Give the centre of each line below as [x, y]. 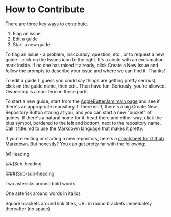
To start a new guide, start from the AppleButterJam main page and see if [82, 101]
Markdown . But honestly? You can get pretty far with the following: [76, 144]
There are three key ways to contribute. [47, 24]
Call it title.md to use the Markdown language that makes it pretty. [75, 128]
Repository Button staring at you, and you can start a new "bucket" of [78, 112]
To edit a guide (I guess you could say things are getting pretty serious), [81, 80]
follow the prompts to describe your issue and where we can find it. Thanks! [85, 71]
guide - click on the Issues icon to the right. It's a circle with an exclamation [85, 59]
